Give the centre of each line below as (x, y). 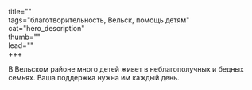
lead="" (21, 45)
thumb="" (25, 37)
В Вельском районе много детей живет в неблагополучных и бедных (126, 69)
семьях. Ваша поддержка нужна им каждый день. (94, 78)
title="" (20, 12)
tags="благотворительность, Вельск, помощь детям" (99, 20)
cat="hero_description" (47, 28)
